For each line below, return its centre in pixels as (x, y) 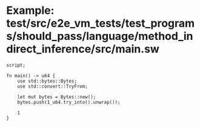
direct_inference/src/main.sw (83, 49)
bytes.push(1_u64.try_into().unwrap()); (69, 102)
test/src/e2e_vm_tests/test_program (101, 23)
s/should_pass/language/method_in (100, 36)
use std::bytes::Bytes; (47, 81)
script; (16, 65)
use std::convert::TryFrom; (52, 86)
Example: (30, 11)
